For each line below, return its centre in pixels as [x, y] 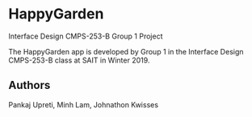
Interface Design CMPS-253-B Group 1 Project [86, 36]
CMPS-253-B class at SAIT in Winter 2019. [79, 60]
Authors [29, 85]
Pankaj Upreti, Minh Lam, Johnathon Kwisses [84, 104]
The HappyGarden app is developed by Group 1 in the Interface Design [126, 51]
